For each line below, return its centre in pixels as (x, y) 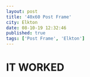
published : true (26, 33)
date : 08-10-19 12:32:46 (36, 28)
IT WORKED (35, 67)
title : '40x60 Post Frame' (39, 17)
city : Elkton (22, 22)
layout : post (22, 11)
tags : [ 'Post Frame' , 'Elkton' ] (45, 38)
